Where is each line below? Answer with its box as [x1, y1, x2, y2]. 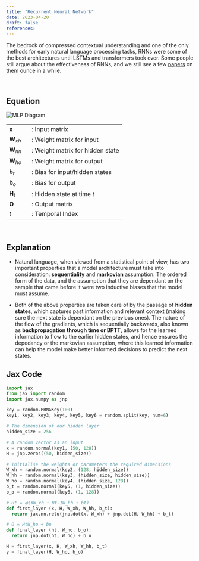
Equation [6, 96, 40, 106]
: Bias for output [31, 179, 76, 187]
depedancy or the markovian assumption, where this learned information [14, 339, 193, 346]
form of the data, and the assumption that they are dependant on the [14, 277, 183, 284]
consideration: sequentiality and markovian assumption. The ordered [14, 271, 187, 278]
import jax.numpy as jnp [6, 396, 68, 402]
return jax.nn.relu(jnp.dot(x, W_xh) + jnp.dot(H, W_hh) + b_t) [11, 511, 174, 517]
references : [6, 25, 36, 32]
